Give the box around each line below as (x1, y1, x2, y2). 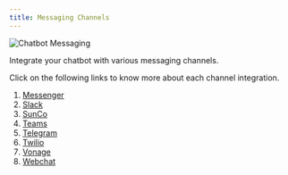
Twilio (21, 137, 45, 147)
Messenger (21, 89, 64, 100)
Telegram (21, 127, 58, 138)
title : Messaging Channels (9, 12, 110, 22)
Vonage (21, 146, 52, 157)
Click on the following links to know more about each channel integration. (9, 72, 280, 83)
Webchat (21, 155, 56, 166)
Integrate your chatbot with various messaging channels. (9, 54, 219, 65)
